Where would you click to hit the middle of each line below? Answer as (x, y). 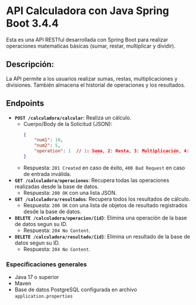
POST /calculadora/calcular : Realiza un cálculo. (73, 117)
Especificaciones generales (46, 264)
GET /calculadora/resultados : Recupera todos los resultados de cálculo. (102, 199)
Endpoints (25, 103)
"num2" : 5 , (47, 145)
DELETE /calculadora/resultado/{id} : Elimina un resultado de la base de (102, 236)
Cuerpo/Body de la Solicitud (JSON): (68, 124)
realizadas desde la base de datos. (57, 186)
